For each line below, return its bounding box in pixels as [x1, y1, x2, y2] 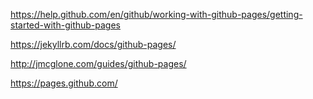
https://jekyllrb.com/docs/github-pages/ [10, 39, 177, 50]
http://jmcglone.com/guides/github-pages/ [10, 58, 187, 69]
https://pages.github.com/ [10, 77, 118, 89]
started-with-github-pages [10, 19, 121, 31]
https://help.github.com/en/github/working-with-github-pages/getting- [10, 9, 303, 20]
